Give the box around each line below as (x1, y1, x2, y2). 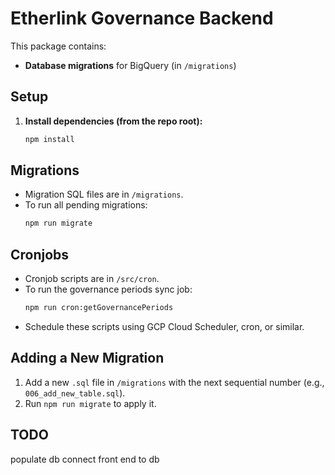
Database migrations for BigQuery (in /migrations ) (24, 59, 237, 71)
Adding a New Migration (10, 350, 165, 367)
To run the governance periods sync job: (24, 283, 193, 296)
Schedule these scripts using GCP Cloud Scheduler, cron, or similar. (24, 321, 305, 332)
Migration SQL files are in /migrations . (24, 188, 184, 201)
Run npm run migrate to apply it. (24, 397, 157, 409)
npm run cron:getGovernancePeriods (24, 303, 174, 313)
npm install (24, 134, 75, 144)
